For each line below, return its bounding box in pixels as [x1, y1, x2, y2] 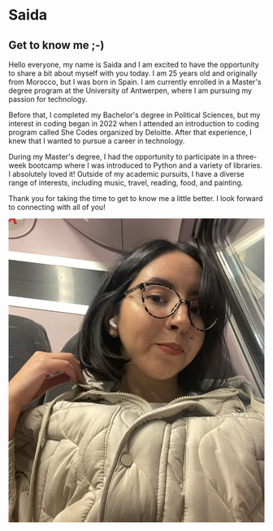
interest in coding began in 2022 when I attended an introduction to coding [8, 119, 260, 128]
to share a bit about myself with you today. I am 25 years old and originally [8, 68, 258, 78]
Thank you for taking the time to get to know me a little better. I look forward [8, 194, 263, 203]
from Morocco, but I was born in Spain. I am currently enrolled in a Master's [8, 77, 262, 86]
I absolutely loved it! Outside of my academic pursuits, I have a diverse [8, 169, 245, 178]
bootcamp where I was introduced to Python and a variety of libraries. [28, 160, 262, 170]
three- [236, 152, 258, 161]
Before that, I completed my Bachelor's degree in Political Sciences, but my [8, 110, 261, 120]
